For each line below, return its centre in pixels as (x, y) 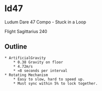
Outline (16, 47)
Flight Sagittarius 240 (26, 31)
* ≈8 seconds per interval (40, 71)
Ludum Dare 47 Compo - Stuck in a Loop (45, 22)
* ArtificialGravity (25, 58)
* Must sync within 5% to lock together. (55, 83)
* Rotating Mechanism (26, 75)
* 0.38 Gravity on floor (38, 62)
